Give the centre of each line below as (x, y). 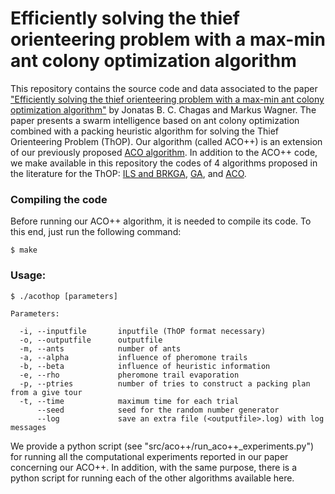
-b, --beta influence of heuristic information (145, 366)
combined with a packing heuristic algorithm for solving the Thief (145, 131)
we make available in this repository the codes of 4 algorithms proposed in (164, 163)
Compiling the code (59, 199)
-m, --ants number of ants (100, 348)
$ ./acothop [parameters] (64, 296)
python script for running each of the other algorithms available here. (152, 478)
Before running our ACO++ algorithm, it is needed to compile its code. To (161, 221)
